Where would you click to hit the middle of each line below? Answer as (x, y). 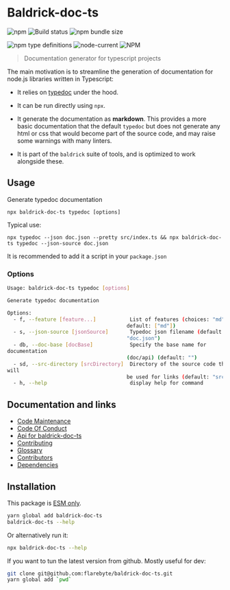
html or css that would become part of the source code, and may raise (116, 133)
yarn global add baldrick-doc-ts (55, 515)
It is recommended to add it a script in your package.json (87, 256)
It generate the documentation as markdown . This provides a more (112, 119)
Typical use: (24, 225)
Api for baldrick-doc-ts (49, 436)
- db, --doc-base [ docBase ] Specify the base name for (110, 345)
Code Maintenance (44, 421)
